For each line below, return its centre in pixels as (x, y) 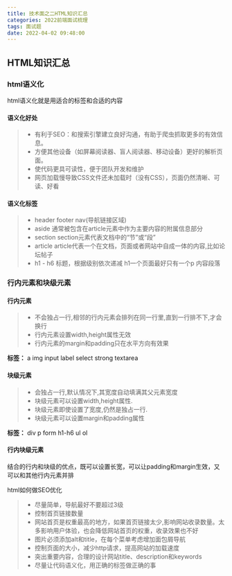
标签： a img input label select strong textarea (73, 358)
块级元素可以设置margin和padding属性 (89, 418)
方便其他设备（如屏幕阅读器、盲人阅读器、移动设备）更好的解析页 (128, 152)
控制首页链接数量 (59, 513)
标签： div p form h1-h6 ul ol (47, 433)
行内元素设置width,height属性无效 (83, 335)
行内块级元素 (25, 450)
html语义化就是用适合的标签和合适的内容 (65, 100)
